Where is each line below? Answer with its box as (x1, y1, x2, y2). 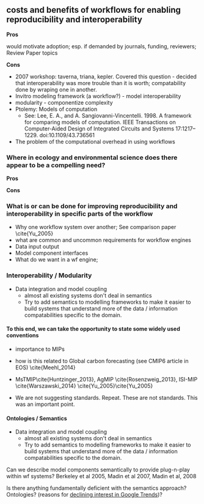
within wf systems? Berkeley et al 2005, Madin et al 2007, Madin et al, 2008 (6, 473, 197, 480)
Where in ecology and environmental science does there (6, 153, 178, 162)
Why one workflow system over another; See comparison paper (15, 224, 177, 231)
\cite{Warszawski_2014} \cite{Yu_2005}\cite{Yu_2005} (15, 382, 153, 389)
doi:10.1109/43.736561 (39, 131, 95, 138)
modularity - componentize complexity (15, 99, 113, 106)
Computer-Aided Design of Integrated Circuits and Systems (24, 125, 175, 132)
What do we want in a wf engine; (15, 256, 98, 263)
